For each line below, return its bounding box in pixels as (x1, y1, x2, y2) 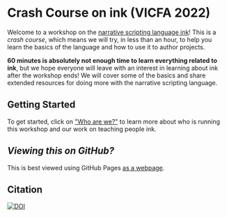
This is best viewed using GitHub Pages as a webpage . (7, 163, 165, 172)
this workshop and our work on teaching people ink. (7, 124, 157, 133)
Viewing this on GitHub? (7, 145, 115, 157)
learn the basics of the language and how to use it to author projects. (7, 43, 205, 51)
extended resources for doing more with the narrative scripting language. (7, 78, 218, 87)
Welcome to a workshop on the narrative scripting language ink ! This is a (7, 28, 217, 36)
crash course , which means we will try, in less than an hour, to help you (7, 35, 212, 43)
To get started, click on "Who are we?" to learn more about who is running (7, 117, 221, 126)
